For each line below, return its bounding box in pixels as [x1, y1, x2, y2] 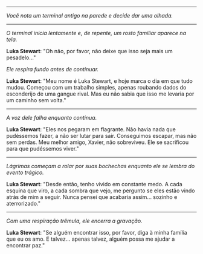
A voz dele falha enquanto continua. [6, 114, 97, 121]
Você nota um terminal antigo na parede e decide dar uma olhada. [6, 12, 173, 19]
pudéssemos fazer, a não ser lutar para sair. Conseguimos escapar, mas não [6, 132, 197, 139]
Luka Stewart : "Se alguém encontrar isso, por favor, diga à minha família [6, 229, 187, 236]
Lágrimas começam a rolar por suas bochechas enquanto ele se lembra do [6, 163, 195, 169]
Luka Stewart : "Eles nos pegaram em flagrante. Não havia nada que [6, 126, 176, 133]
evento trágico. [6, 169, 44, 176]
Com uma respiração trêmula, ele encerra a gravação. [6, 217, 143, 224]
